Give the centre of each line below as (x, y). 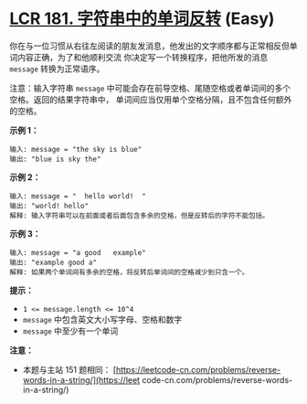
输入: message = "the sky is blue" (76, 149)
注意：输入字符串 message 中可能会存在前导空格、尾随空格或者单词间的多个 (150, 88)
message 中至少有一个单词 (70, 331)
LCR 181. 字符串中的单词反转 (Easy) (142, 19)
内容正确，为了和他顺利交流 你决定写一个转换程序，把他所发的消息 (142, 57)
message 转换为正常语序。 (57, 69)
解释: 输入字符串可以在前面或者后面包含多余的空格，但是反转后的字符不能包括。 (139, 216)
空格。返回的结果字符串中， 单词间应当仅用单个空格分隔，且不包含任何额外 (151, 99)
